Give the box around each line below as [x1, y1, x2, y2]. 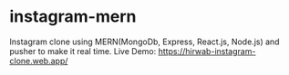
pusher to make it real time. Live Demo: [9, 45, 157, 56]
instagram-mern [9, 6, 137, 27]
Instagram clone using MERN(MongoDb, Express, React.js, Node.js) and [9, 36, 280, 47]
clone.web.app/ [9, 55, 68, 66]
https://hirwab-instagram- [158, 45, 256, 56]
